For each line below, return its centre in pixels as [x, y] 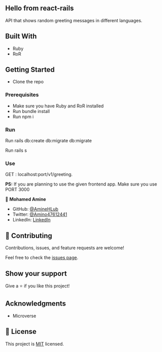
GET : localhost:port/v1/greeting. [39, 174]
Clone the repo [28, 82]
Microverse [24, 316]
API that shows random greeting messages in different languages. [74, 20]
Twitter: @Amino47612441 [40, 214]
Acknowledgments [36, 304]
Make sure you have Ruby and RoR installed [58, 106]
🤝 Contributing [29, 236]
